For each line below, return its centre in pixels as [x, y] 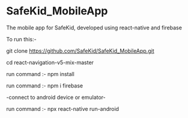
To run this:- [22, 39]
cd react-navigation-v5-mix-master [50, 62]
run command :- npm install [41, 74]
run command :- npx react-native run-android [62, 108]
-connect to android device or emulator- [56, 97]
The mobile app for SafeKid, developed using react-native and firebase [94, 28]
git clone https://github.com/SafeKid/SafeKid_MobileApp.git [80, 51]
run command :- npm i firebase [44, 86]
